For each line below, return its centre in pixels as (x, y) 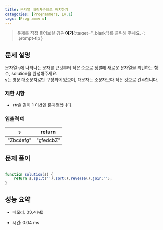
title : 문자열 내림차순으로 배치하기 (37, 9)
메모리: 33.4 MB (28, 212)
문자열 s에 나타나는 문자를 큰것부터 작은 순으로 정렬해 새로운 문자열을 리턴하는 (79, 68)
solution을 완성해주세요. (34, 74)
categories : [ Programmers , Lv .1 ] (39, 14)
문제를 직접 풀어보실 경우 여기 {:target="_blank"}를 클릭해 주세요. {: (81, 33)
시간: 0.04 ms (26, 223)
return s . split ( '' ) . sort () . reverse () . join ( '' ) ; (63, 179)
